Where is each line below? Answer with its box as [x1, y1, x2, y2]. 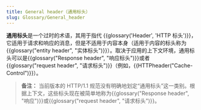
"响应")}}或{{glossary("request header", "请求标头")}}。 [21, 97, 160, 104]
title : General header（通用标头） [6, 8, 91, 15]
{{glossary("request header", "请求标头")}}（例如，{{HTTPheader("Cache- [6, 61, 193, 69]
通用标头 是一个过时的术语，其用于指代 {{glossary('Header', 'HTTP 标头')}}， [6, 31, 197, 39]
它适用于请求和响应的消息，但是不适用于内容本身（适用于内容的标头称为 [6, 39, 186, 46]
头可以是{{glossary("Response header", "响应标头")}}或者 [6, 54, 150, 61]
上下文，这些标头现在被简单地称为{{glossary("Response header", [26, 90, 189, 97]
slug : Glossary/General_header [6, 14, 85, 20]
